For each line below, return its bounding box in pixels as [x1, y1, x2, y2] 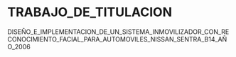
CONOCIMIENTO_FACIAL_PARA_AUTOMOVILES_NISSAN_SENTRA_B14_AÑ [7, 34, 227, 43]
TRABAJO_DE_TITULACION [7, 4, 173, 20]
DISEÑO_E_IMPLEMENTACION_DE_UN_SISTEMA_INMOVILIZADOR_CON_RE [7, 27, 230, 36]
